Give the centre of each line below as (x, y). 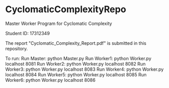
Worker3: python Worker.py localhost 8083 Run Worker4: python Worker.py (84, 69)
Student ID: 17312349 (27, 33)
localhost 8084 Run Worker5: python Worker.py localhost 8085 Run (76, 74)
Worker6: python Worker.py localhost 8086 (50, 80)
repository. (16, 48)
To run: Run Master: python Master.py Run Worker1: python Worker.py (78, 58)
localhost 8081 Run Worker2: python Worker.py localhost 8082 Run (76, 64)
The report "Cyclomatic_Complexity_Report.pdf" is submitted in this (76, 43)
